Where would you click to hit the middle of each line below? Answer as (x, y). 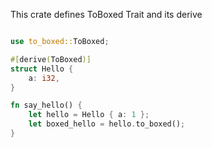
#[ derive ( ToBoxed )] (51, 59)
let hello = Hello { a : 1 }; (89, 115)
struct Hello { (42, 69)
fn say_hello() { (46, 105)
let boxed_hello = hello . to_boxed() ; (107, 124)
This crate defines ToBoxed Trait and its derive (106, 14)
